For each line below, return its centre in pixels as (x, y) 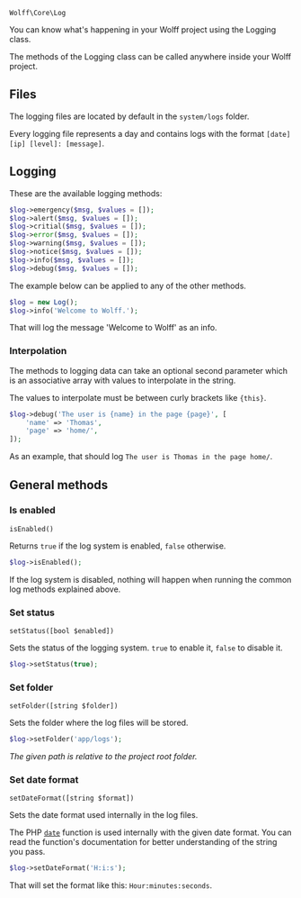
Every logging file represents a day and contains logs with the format (137, 133)
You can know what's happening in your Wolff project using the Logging (143, 30)
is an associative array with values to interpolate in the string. (123, 380)
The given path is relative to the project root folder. (103, 757)
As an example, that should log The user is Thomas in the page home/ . (141, 457)
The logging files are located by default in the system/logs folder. (129, 116)
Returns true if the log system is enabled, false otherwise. (118, 546)
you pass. (27, 852)
